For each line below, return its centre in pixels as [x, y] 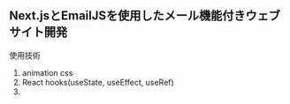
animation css [47, 72]
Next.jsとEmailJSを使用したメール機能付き [127, 16]
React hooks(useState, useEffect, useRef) [98, 82]
